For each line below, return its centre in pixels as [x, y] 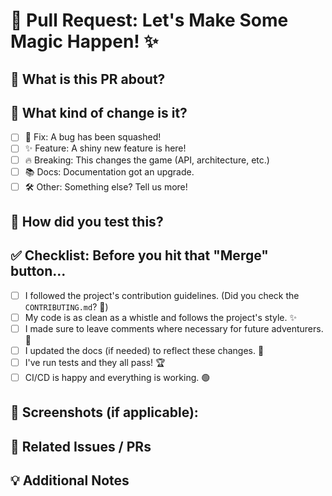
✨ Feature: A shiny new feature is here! [105, 148]
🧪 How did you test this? [87, 221]
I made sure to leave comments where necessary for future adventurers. [174, 328]
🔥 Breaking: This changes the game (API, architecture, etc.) [147, 160]
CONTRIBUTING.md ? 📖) [66, 306]
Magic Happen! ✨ [84, 41]
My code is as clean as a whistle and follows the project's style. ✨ [160, 317]
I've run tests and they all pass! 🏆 [95, 363]
